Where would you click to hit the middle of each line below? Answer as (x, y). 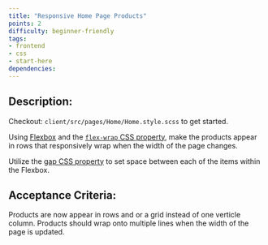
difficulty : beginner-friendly (61, 31)
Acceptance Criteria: (62, 195)
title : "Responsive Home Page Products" (78, 16)
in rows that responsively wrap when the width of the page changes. (123, 145)
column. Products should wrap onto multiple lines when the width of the (129, 223)
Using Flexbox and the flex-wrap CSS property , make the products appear (133, 137)
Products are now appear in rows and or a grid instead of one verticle (125, 215)
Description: (41, 102)
